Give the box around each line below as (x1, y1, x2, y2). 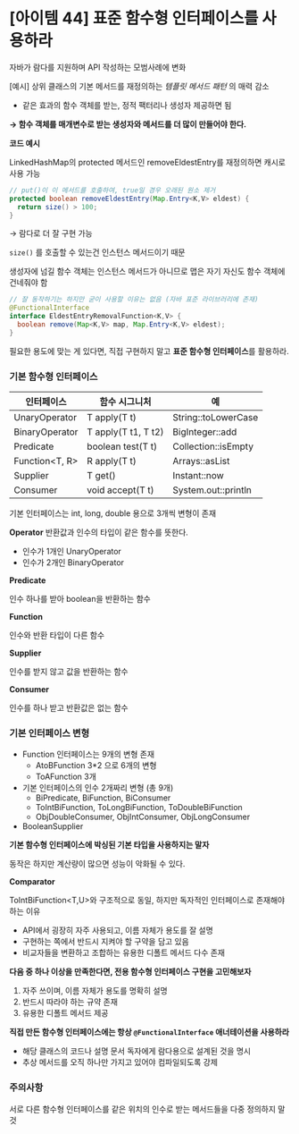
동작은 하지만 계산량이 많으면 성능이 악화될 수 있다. (9, 859, 186, 869)
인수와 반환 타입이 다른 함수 (9, 630, 105, 640)
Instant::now (172, 470, 225, 482)
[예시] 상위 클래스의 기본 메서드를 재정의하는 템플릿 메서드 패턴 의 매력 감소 (9, 80, 270, 91)
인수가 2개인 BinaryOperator (21, 557, 125, 568)
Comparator (9, 876, 55, 887)
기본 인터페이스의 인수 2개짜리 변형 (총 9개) (21, 783, 174, 793)
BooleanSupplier (21, 821, 84, 832)
